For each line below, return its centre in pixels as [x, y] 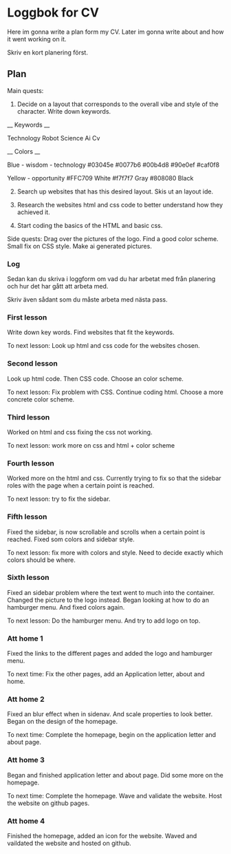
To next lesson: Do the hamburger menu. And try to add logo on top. [104, 621]
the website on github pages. [48, 803]
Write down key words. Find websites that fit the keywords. [91, 333]
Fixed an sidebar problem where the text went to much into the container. [111, 592]
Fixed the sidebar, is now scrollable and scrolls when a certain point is [106, 532]
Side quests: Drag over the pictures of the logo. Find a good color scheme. [113, 238]
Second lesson [33, 364]
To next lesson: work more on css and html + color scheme [91, 445]
